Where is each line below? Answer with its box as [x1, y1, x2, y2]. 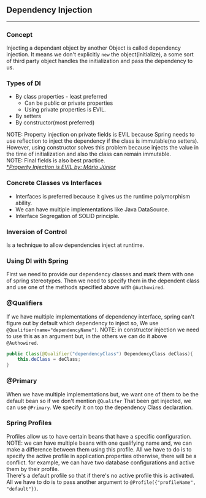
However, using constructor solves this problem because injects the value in [6, 144, 199, 151]
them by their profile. [6, 465, 59, 472]
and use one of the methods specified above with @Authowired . [6, 284, 165, 291]
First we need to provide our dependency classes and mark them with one [6, 271, 194, 278]
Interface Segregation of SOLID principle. [15, 212, 120, 219]
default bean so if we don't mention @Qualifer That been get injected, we [6, 397, 191, 404]
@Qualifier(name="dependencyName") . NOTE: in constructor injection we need [6, 326, 199, 333]
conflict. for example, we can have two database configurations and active [6, 459, 195, 466]
